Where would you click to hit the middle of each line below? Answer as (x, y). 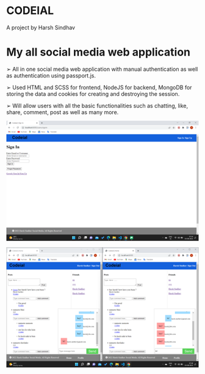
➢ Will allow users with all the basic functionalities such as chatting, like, (97, 106)
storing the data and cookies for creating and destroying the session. (93, 94)
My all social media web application (99, 52)
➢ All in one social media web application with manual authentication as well (102, 69)
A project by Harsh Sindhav (41, 27)
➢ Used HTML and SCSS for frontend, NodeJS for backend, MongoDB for (99, 87)
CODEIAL (30, 11)
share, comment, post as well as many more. (63, 112)
